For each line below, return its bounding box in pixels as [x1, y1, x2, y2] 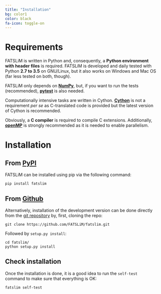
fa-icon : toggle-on [5, 20, 45, 26]
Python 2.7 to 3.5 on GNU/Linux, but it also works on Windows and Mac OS [5, 68, 157, 74]
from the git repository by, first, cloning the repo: [5, 213, 103, 218]
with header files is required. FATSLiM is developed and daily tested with [5, 63, 152, 69]
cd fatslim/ [5, 240, 29, 245]
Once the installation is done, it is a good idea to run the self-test [5, 270, 138, 276]
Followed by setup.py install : [5, 231, 67, 236]
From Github [5, 195, 44, 203]
